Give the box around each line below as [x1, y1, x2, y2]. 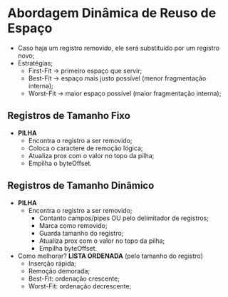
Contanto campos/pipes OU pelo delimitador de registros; [38, 214, 209, 222]
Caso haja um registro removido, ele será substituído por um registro [17, 43, 219, 52]
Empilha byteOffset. [38, 244, 98, 252]
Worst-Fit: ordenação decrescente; [28, 281, 132, 290]
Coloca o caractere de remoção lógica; [28, 144, 143, 152]
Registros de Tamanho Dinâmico [7, 179, 155, 192]
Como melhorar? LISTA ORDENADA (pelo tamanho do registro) [17, 251, 203, 260]
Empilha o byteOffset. [28, 159, 93, 167]
